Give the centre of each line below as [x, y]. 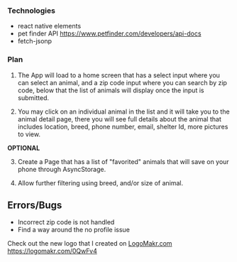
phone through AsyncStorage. [62, 169]
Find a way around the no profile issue [73, 230]
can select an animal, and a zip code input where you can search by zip [122, 82]
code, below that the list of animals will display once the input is [111, 90]
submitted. [33, 97]
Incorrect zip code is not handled [66, 222]
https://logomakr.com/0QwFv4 [52, 251]
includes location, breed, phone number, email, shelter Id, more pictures [123, 126]
